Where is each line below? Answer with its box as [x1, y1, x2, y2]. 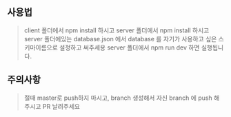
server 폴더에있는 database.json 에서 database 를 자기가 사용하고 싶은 [23, 34, 217, 43]
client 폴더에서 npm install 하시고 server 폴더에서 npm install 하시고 [23, 26, 210, 34]
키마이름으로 [23, 43, 59, 52]
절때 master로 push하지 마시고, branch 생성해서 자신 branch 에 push [23, 94, 212, 102]
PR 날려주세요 [42, 102, 81, 110]
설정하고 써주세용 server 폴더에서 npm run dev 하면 [59, 43, 200, 52]
